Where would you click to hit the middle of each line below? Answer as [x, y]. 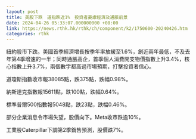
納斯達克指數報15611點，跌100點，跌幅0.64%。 [64, 92]
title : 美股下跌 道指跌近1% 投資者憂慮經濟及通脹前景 [67, 17]
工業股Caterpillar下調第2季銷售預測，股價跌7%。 [66, 130]
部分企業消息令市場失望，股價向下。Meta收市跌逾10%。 [75, 118]
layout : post [22, 12]
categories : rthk [28, 34]
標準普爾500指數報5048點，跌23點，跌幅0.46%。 [68, 104]
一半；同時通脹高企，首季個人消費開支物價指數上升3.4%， [113, 59]
